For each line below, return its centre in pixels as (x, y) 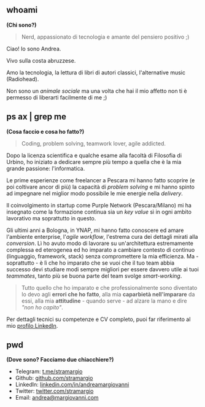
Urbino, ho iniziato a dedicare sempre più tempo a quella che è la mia (94, 161)
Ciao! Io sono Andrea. (34, 48)
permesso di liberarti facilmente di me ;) (57, 97)
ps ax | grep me (36, 117)
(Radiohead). (23, 79)
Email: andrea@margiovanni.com (57, 398)
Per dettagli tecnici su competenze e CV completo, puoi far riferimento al (99, 319)
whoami (22, 10)
